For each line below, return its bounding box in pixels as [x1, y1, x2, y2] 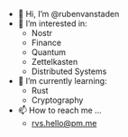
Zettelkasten [31, 57, 78, 67]
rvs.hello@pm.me [31, 118, 97, 128]
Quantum [31, 47, 66, 58]
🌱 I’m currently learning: [17, 76, 107, 86]
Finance [31, 37, 61, 48]
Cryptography [31, 95, 84, 105]
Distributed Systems [31, 66, 107, 77]
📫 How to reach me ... [17, 105, 102, 115]
